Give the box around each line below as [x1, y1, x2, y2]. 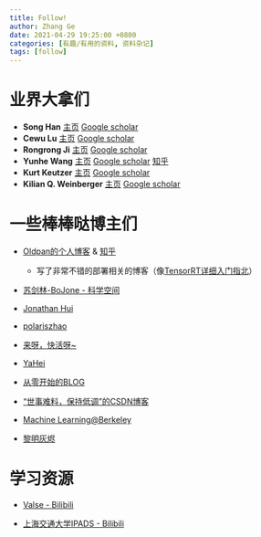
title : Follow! [9, 13, 68, 23]
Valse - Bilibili [22, 499, 74, 510]
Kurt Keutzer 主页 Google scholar [22, 167, 151, 178]
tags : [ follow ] [9, 47, 68, 57]
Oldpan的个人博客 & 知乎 [22, 246, 117, 257]
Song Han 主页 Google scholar [22, 121, 139, 132]
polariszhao [22, 321, 68, 332]
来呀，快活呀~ [22, 340, 78, 350]
